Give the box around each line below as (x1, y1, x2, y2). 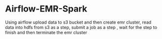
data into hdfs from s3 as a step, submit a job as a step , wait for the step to (5, 24, 158, 30)
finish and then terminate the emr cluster (5, 29, 87, 35)
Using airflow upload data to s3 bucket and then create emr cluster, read (5, 19, 152, 25)
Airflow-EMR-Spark (5, 3, 88, 14)
